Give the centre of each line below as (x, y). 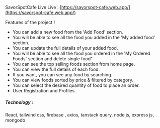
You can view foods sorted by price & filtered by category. (73, 80)
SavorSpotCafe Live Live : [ (33, 7)
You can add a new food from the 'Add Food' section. (68, 32)
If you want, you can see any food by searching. (62, 75)
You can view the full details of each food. (56, 69)
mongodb (15, 120)
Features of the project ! (30, 22)
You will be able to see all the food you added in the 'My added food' (84, 37)
